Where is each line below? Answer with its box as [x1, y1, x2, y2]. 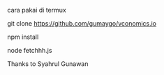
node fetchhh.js [7, 47, 52, 54]
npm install [7, 33, 39, 41]
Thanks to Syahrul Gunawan [7, 60, 89, 68]
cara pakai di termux [7, 6, 66, 14]
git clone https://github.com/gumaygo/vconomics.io [7, 19, 157, 27]
